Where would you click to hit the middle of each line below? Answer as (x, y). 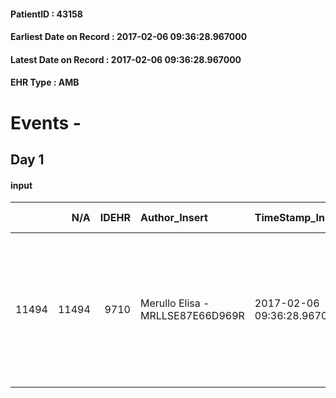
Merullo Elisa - (174, 303)
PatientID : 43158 (46, 14)
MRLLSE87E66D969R (192, 316)
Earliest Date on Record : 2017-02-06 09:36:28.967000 (129, 37)
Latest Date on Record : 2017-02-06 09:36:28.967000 (126, 59)
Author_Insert (173, 218)
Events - (46, 122)
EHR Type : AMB (45, 82)
